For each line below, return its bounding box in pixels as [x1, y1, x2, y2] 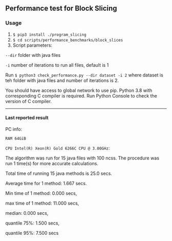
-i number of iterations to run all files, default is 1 [5, 62, 109, 68]
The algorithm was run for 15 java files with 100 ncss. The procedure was [5, 155, 160, 161]
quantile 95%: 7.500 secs [5, 230, 59, 236]
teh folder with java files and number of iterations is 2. [5, 77, 119, 84]
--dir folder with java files [5, 52, 61, 58]
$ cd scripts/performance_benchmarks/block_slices [12, 37, 123, 43]
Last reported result [5, 115, 49, 121]
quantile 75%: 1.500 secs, [5, 220, 60, 226]
